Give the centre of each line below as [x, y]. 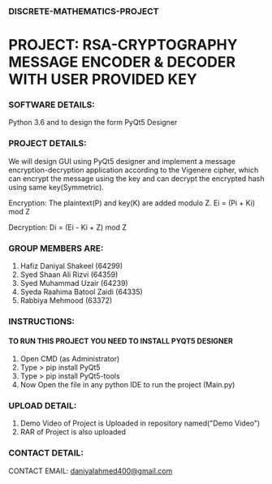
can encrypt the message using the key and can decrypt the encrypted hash [136, 178]
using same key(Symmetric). [56, 187]
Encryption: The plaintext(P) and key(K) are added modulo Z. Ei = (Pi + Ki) [132, 203]
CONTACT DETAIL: [46, 453]
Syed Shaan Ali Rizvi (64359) [69, 274]
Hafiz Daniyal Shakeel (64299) [71, 266]
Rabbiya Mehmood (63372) [66, 300]
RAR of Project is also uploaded [73, 432]
